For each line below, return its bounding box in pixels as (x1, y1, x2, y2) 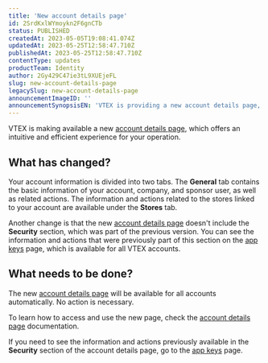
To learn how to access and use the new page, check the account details (8, 312, 251, 322)
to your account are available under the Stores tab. (8, 202, 178, 212)
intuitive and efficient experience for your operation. (8, 132, 181, 142)
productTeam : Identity (8, 64, 85, 72)
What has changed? (8, 155, 111, 169)
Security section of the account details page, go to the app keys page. (8, 345, 243, 355)
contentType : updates (8, 57, 81, 65)
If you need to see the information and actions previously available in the (8, 336, 249, 346)
